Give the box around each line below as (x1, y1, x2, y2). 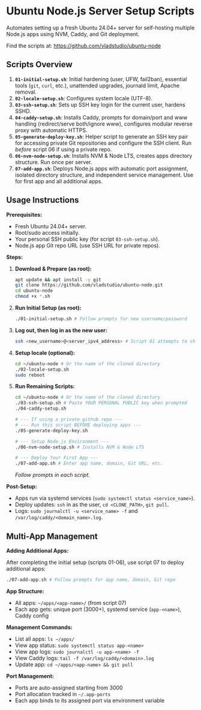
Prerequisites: (6, 211, 43, 218)
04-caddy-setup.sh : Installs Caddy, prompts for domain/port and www (14, 114, 188, 121)
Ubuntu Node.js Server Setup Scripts (6, 4, 195, 18)
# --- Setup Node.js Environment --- (14, 438, 110, 445)
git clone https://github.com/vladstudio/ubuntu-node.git (14, 282, 163, 288)
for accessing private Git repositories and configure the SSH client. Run (14, 139, 192, 147)
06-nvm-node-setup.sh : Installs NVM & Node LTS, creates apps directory (14, 152, 193, 159)
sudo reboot (14, 372, 45, 378)
